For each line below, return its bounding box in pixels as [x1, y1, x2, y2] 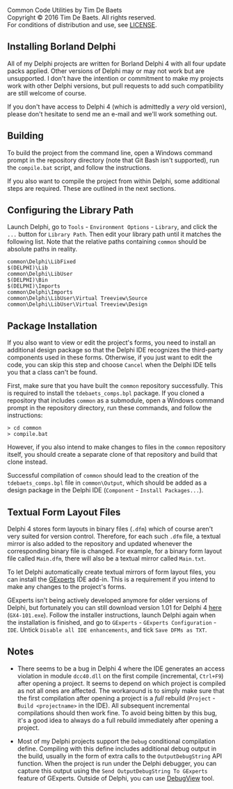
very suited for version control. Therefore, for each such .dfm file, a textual [7, 532, 221, 540]
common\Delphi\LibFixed [7, 258, 77, 265]
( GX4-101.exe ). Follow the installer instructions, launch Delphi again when [7, 611, 216, 619]
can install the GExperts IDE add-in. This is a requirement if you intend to [7, 575, 216, 584]
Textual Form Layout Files [7, 506, 121, 518]
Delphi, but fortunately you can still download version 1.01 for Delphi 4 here [7, 604, 223, 612]
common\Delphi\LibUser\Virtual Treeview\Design [7, 301, 148, 308]
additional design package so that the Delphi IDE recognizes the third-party [7, 346, 224, 354]
